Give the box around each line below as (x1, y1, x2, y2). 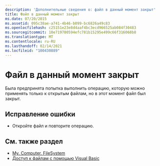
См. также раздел (5, 137, 63, 145)
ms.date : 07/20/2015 (5, 16, 47, 21)
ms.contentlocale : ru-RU (5, 39, 56, 44)
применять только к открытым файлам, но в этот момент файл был (5, 91, 146, 96)
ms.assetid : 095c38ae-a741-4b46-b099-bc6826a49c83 (5, 21, 110, 26)
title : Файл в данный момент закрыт (5, 12, 80, 17)
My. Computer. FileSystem (12, 150, 65, 156)
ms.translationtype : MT (5, 35, 54, 40)
